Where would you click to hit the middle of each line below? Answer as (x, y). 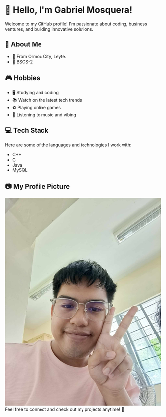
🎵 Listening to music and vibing (44, 114)
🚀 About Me (23, 45)
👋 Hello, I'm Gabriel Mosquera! (69, 10)
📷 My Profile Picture (38, 187)
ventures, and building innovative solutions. (49, 29)
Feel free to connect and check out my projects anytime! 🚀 (65, 409)
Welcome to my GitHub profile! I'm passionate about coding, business (76, 24)
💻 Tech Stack (27, 130)
